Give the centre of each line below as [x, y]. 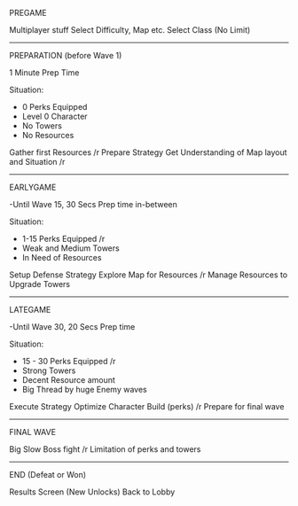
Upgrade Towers [40, 284]
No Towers [42, 126]
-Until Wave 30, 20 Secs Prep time [72, 327]
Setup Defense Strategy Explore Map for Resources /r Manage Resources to [149, 275]
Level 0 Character [55, 116]
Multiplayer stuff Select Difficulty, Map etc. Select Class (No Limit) [130, 30]
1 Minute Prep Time [44, 73]
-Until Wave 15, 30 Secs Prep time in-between [93, 204]
